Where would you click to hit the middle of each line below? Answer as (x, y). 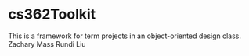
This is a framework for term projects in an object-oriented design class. (125, 36)
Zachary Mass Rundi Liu (47, 44)
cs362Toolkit (52, 14)
